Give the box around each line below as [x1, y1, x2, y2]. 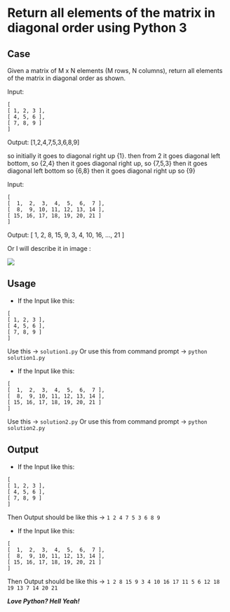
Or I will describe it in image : [7, 245, 91, 252]
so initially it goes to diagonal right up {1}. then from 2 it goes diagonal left [7, 152, 221, 159]
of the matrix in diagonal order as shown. [7, 74, 126, 82]
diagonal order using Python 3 [7, 20, 187, 36]
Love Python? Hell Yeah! [7, 597, 80, 605]
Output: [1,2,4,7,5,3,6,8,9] [7, 138, 80, 146]
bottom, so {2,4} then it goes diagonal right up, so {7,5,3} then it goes [7, 159, 208, 167]
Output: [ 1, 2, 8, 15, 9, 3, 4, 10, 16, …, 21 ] [7, 230, 125, 239]
